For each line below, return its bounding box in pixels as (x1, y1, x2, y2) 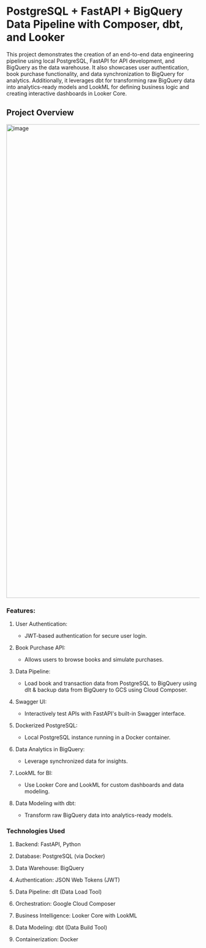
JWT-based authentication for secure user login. (24, 632, 147, 640)
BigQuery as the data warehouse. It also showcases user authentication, (6, 63, 189, 71)
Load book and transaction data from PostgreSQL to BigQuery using (24, 679, 197, 687)
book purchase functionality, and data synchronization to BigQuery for (6, 70, 184, 77)
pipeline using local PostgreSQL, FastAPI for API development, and (6, 57, 175, 64)
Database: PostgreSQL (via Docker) (15, 852, 105, 860)
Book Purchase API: (15, 644, 66, 651)
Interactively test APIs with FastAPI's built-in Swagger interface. (24, 710, 186, 717)
